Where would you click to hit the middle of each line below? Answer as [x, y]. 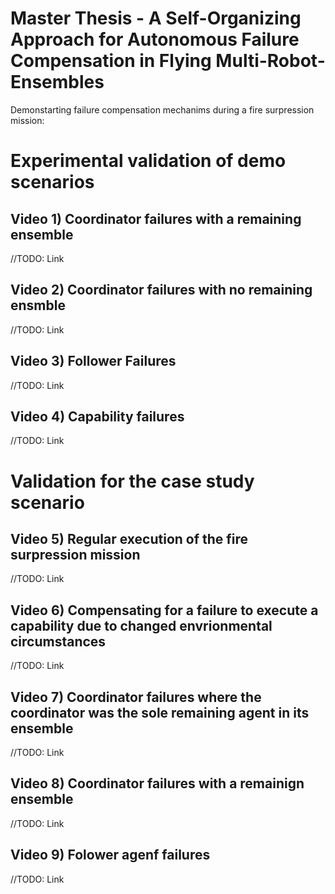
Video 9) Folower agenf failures [110, 855]
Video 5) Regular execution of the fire [129, 538]
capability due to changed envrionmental [141, 625]
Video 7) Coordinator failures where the [136, 697]
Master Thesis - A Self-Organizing [156, 18]
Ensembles [57, 82]
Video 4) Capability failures [97, 416]
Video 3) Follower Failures [93, 361]
